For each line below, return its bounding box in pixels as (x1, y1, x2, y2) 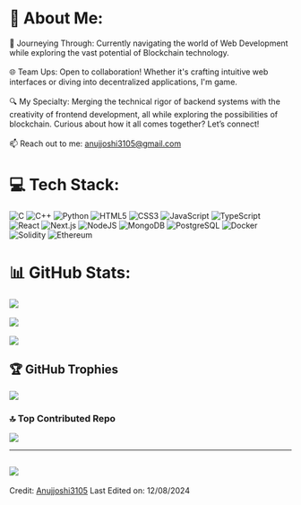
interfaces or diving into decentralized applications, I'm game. (9, 76, 237, 87)
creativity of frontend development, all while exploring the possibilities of (9, 109, 279, 119)
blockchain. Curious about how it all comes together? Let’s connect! (9, 118, 260, 129)
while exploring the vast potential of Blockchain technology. (9, 47, 230, 57)
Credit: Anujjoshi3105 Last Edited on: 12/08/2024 (9, 484, 191, 496)
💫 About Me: (9, 8, 104, 29)
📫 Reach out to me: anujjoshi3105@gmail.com (9, 138, 182, 149)
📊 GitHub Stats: (9, 263, 132, 283)
